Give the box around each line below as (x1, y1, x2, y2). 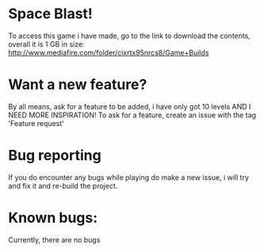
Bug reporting (8, 147, 101, 165)
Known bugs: (8, 209, 98, 227)
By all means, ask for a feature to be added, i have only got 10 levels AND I (8, 101, 251, 111)
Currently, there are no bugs (8, 235, 101, 244)
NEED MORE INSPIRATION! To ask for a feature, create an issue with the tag (8, 110, 256, 120)
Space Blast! (8, 5, 94, 23)
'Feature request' (8, 118, 65, 128)
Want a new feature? (8, 76, 147, 94)
